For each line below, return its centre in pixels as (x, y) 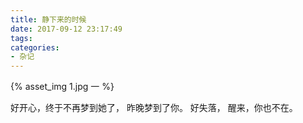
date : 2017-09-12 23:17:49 (66, 29)
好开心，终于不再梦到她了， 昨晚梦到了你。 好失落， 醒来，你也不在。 (154, 108)
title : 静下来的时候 (48, 19)
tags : (21, 38)
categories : (35, 47)
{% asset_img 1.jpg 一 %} (62, 87)
